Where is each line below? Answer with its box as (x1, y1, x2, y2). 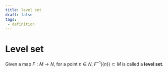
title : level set (5, 7, 42, 13)
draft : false (5, 12, 33, 17)
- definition (7, 21, 35, 27)
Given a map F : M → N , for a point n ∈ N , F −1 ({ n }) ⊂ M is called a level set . (5, 60, 164, 67)
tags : (5, 17, 17, 22)
